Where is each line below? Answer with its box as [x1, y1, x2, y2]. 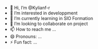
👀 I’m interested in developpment [9, 10, 78, 16]
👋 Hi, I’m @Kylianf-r [9, 5, 50, 10]
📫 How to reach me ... [9, 26, 56, 32]
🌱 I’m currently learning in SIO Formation [9, 15, 94, 21]
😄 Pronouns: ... [9, 33, 42, 39]
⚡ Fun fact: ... [9, 39, 37, 45]
